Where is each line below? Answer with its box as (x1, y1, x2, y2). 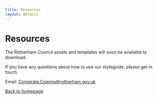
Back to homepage (5, 88, 43, 94)
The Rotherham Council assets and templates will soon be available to (5, 49, 147, 55)
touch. (5, 69, 18, 75)
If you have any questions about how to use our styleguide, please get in (5, 64, 153, 70)
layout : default (5, 12, 38, 17)
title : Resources (5, 7, 41, 12)
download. (5, 55, 27, 61)
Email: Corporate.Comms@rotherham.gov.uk (5, 79, 96, 85)
